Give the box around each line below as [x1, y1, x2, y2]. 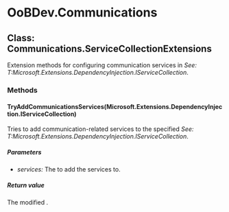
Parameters [7, 148, 42, 156]
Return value [7, 180, 45, 189]
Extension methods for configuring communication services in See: [7, 61, 197, 69]
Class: [7, 32, 35, 44]
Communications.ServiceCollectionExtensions [7, 43, 213, 54]
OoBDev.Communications [7, 5, 158, 21]
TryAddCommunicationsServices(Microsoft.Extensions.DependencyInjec [7, 102, 223, 110]
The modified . [7, 198, 49, 207]
